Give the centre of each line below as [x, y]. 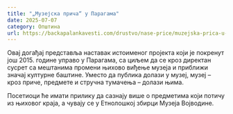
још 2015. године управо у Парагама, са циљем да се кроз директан [109, 60]
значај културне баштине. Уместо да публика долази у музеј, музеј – [109, 75]
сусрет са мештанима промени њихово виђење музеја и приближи [108, 67]
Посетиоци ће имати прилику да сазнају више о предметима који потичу [116, 96]
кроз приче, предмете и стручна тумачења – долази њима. [95, 82]
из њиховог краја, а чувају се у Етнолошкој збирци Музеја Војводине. [111, 103]
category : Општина [34, 26]
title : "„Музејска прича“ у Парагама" [63, 14]
